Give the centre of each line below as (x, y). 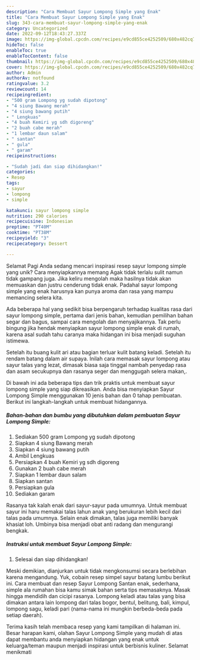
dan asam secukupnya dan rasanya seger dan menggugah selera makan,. (97, 371)
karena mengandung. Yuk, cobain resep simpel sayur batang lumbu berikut (98, 577)
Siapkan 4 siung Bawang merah (54, 443)
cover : (14, 67)
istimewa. (18, 341)
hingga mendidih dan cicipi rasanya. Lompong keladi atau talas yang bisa (96, 596)
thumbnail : (20, 61)
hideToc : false (25, 45)
